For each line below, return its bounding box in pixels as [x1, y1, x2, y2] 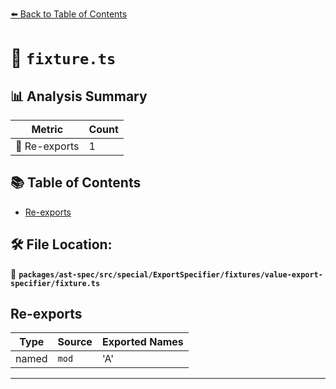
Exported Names [101, 335, 184, 349]
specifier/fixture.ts [10, 278, 101, 288]
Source [57, 335, 93, 349]
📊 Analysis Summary [10, 88, 148, 105]
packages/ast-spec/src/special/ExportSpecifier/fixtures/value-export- [18, 269, 323, 280]
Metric [31, 123, 64, 136]
